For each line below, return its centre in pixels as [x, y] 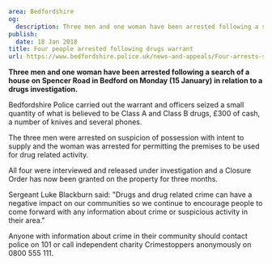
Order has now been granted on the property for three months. [113, 179]
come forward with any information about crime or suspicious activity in [128, 212]
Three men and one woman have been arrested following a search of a [129, 72]
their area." [27, 220]
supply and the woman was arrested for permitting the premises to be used [134, 146]
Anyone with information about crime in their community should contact [128, 236]
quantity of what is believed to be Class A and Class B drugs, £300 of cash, [134, 114]
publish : [23, 34]
